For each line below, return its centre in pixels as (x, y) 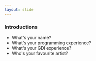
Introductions (21, 27)
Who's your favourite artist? (40, 53)
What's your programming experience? (51, 43)
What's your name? (32, 37)
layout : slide (19, 10)
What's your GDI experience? (42, 48)
